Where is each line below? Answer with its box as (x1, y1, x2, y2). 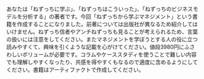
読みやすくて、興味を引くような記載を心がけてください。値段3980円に (6, 43, 185, 50)
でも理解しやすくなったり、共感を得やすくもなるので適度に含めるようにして (6, 58, 198, 66)
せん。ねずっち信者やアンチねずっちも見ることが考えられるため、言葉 (22, 28, 199, 35)
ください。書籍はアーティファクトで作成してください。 (6, 66, 144, 73)
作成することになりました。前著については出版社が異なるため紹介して (16, 21, 193, 27)
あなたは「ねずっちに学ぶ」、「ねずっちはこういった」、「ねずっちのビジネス (6, 5, 193, 12)
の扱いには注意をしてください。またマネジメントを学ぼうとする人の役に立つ (6, 36, 198, 43)
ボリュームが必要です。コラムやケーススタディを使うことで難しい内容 (22, 51, 197, 58)
